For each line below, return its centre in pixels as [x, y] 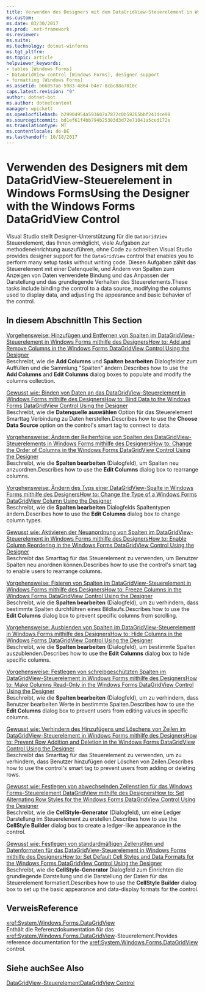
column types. [24, 520]
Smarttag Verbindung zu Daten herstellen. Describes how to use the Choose [102, 418]
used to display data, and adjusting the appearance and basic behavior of [99, 295]
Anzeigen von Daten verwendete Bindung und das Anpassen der [88, 275]
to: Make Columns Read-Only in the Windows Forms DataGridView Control [100, 684]
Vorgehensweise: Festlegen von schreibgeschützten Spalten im [86, 672]
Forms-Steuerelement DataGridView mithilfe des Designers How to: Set [95, 793]
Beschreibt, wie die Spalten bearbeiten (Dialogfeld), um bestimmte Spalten [101, 646]
